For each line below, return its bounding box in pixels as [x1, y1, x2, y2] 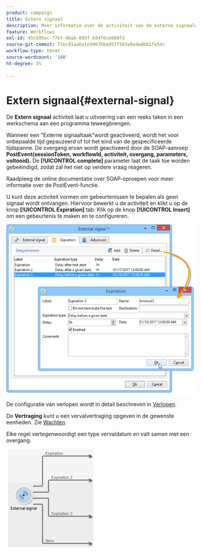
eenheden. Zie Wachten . [6, 419, 67, 426]
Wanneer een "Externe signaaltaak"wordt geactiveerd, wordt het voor [6, 131, 179, 139]
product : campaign [6, 10, 52, 16]
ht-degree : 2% [6, 60, 42, 66]
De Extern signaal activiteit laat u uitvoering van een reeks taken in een [6, 113, 183, 120]
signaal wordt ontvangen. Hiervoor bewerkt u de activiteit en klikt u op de [6, 199, 188, 207]
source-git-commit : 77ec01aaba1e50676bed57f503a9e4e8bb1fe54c [6, 42, 165, 48]
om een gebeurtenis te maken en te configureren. [6, 213, 129, 220]
